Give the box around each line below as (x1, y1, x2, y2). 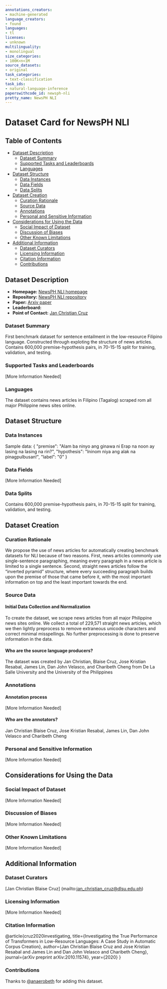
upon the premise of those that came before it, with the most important (5, 574, 151, 580)
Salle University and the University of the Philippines (5, 669, 113, 675)
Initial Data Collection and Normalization (5, 604, 91, 610)
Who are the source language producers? (5, 648, 93, 654)
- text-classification (5, 77, 52, 82)
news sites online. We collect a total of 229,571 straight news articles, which (5, 620, 162, 626)
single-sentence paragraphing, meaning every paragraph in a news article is (5, 558, 162, 564)
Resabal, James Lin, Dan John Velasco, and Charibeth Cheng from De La (5, 664, 156, 670)
